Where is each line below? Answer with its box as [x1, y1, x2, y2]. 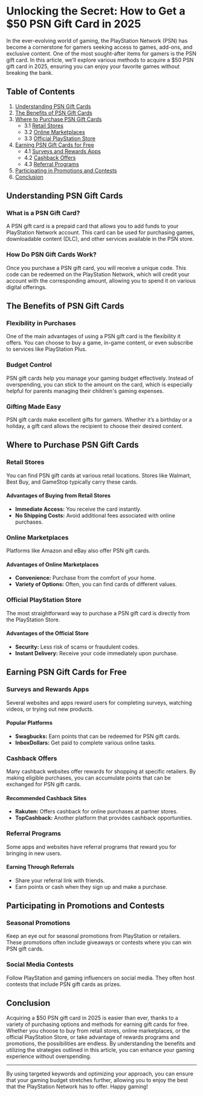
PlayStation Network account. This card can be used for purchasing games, [6, 229, 195, 236]
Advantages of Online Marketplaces [6, 560, 99, 568]
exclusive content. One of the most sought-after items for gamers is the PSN [6, 50, 197, 57]
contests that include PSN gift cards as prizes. [6, 980, 121, 988]
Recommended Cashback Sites [6, 794, 87, 801]
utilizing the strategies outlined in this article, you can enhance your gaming [6, 1046, 195, 1053]
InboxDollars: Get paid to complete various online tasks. [14, 739, 156, 746]
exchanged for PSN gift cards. [6, 781, 82, 788]
